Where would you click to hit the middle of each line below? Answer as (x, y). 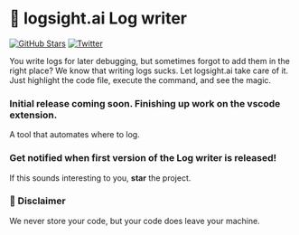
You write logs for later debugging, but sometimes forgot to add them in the (150, 61)
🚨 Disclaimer (37, 201)
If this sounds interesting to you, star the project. (100, 178)
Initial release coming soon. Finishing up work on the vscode (145, 103)
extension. (33, 115)
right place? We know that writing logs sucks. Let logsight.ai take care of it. (149, 70)
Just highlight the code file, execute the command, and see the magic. (140, 80)
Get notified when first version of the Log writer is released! (143, 158)
